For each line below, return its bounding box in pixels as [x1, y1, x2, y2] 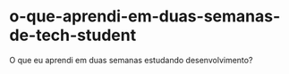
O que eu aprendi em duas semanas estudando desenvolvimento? [9, 54, 253, 65]
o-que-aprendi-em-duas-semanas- [9, 6, 281, 27]
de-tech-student [9, 25, 137, 45]
